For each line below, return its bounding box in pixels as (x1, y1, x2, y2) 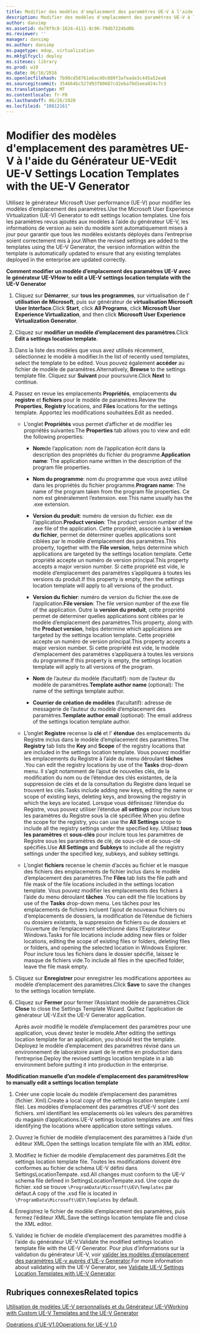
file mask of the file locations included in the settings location (23, 881, 174, 888)
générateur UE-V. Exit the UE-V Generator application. (14, 1012, 146, 1019)
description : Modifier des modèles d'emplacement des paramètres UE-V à (6, 14, 190, 20)
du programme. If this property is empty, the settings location (32, 657, 182, 664)
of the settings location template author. (32, 718, 131, 725)
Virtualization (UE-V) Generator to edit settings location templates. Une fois (6, 212, 190, 219)
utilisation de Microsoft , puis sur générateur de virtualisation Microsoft (14, 298, 193, 305)
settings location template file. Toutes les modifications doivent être (14, 1158, 182, 1165)
